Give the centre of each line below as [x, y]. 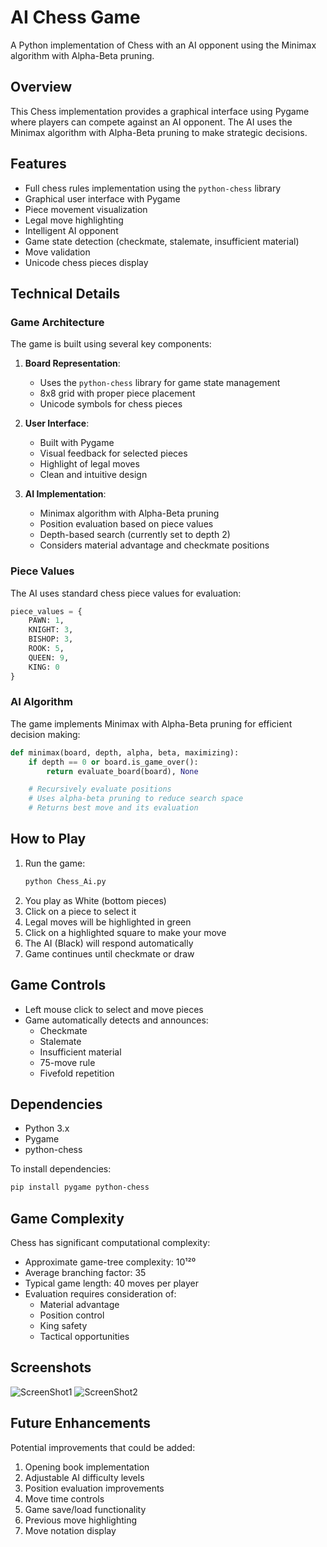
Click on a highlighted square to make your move [125, 932]
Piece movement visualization [86, 209]
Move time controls [64, 1498]
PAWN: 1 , [46, 621]
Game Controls [58, 985]
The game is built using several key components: [111, 344]
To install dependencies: [61, 1169]
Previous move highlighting [81, 1520]
